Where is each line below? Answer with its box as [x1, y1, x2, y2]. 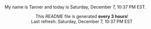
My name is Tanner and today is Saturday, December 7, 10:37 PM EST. [4, 4, 147, 10]
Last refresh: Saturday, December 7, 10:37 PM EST [31, 19, 133, 24]
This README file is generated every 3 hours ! [35, 14, 128, 19]
